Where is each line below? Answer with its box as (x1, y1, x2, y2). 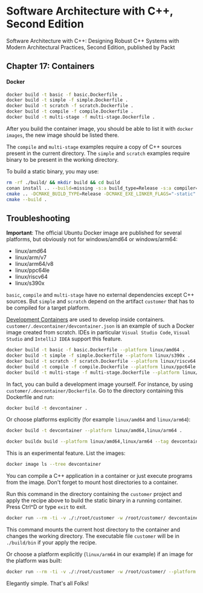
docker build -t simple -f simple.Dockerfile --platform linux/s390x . (6, 353, 190, 359)
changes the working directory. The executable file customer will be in (6, 532, 179, 540)
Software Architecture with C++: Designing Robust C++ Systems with (6, 37, 179, 44)
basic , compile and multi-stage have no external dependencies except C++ (6, 291, 195, 299)
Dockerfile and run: (6, 393, 54, 400)
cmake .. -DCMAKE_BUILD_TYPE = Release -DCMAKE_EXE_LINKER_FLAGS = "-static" (6, 191, 196, 197)
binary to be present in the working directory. (6, 156, 119, 163)
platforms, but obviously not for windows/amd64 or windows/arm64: (6, 236, 178, 243)
